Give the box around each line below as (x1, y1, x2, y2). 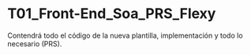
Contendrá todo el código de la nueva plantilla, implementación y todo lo (7, 31, 243, 40)
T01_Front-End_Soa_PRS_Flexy (7, 5, 216, 23)
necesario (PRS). (7, 38, 62, 48)
